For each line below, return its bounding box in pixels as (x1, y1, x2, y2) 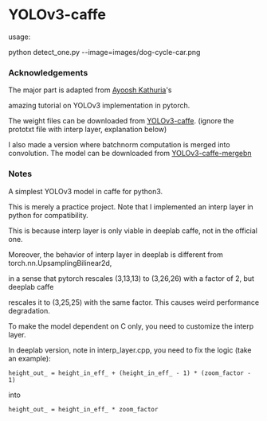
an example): (8, 353, 51, 363)
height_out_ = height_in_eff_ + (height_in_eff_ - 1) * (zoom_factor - (8, 368, 251, 377)
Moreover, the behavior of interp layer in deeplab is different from (8, 249, 223, 259)
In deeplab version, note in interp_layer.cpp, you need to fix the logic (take (8, 345, 253, 355)
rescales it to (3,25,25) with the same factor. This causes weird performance (8, 297, 260, 307)
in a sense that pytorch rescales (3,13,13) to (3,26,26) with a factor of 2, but (8, 273, 255, 283)
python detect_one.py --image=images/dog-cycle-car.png (8, 47, 201, 57)
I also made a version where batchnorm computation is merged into (8, 140, 230, 150)
